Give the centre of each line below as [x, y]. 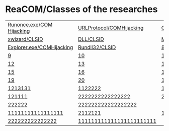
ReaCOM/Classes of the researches [81, 9]
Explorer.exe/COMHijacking [40, 47]
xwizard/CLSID [25, 39]
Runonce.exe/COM [30, 25]
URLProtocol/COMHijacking [111, 28]
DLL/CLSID [91, 39]
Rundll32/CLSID [97, 47]
